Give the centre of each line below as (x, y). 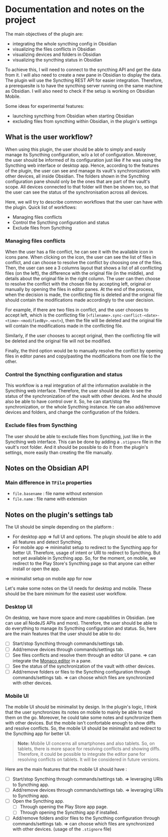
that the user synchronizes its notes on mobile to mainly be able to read (79, 712)
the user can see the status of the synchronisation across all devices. (77, 192)
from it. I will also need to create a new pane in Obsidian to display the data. (83, 75)
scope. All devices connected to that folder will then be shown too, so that (82, 187)
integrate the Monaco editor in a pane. (52, 661)
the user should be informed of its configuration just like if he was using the (83, 160)
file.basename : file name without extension (57, 494)
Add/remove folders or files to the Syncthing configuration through (81, 672)
